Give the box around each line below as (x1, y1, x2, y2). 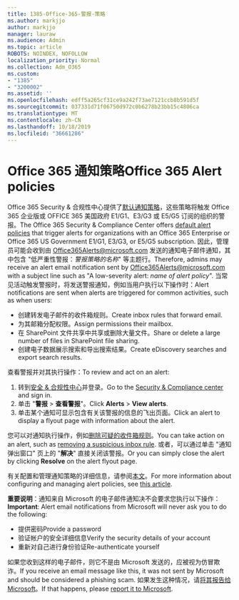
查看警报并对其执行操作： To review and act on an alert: (7, 368, 170, 377)
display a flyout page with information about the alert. (17, 417, 176, 425)
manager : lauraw (7, 30, 56, 38)
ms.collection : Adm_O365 (7, 63, 81, 71)
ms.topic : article (7, 44, 62, 51)
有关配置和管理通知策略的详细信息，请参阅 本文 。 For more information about (7, 472, 232, 480)
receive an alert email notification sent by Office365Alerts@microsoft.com (7, 263, 225, 272)
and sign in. (17, 391, 52, 400)
